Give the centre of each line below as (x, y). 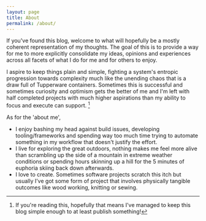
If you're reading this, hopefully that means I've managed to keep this (103, 205)
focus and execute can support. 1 (48, 105)
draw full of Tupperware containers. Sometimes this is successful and (94, 85)
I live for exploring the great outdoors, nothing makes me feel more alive (106, 149)
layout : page (23, 12)
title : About (23, 18)
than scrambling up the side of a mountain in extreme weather (94, 155)
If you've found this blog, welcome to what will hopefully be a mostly (93, 41)
